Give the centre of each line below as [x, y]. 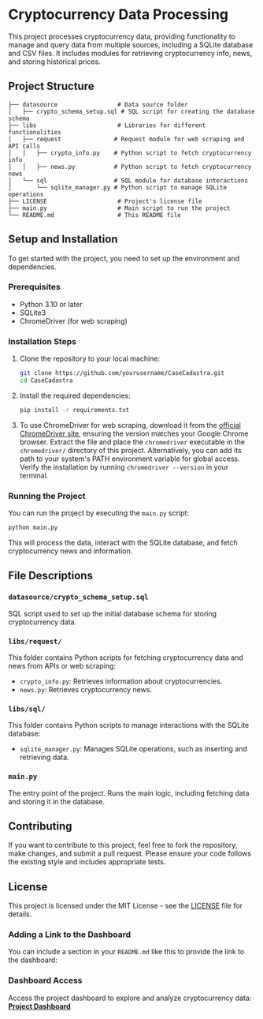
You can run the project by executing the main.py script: [98, 513]
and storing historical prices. [54, 62]
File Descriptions [50, 576]
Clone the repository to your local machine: [89, 359]
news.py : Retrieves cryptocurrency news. [85, 689]
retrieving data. [44, 757]
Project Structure [51, 86]
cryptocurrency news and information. [70, 551]
